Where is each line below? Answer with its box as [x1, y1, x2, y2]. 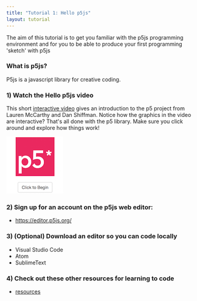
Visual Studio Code [15, 246, 64, 253]
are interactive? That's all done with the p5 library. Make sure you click [6, 118, 184, 125]
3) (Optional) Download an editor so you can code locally [6, 232, 178, 241]
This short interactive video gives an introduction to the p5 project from [6, 105, 185, 112]
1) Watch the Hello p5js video [6, 91, 94, 99]
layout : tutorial [6, 16, 50, 23]
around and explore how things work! [6, 124, 100, 132]
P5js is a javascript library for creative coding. [6, 76, 121, 83]
